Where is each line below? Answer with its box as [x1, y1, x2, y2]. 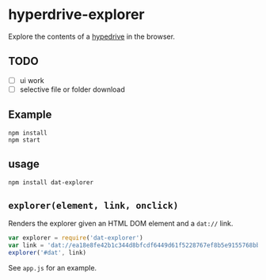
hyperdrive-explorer [8, 6, 145, 24]
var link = [8, 241, 44, 250]
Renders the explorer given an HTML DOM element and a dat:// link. [8, 219, 234, 229]
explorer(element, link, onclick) [8, 199, 179, 211]
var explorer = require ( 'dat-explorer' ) [8, 234, 144, 242]
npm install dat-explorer [8, 178, 93, 187]
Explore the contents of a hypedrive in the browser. [8, 32, 176, 41]
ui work [19, 75, 45, 85]
